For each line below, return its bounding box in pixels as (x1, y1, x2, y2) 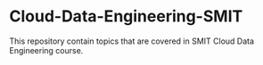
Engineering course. (9, 45, 84, 55)
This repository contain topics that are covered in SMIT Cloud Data (9, 36, 255, 46)
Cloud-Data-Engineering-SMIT (9, 6, 243, 27)
